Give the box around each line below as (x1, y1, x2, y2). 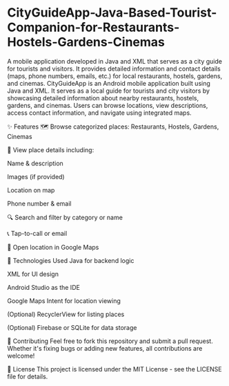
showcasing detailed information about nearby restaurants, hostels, (7, 93, 199, 102)
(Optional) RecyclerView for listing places (7, 310, 125, 318)
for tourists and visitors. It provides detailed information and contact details (7, 64, 221, 73)
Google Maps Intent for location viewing (7, 296, 121, 305)
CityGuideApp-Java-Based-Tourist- (7, 5, 217, 21)
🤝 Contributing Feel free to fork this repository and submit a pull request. (7, 337, 214, 345)
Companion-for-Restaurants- (7, 19, 180, 35)
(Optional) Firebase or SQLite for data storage (7, 323, 137, 331)
